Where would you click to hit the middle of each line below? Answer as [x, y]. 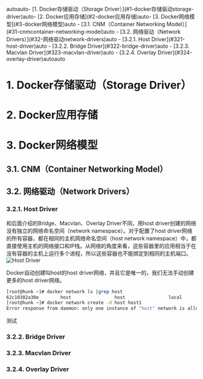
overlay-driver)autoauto [36, 59]
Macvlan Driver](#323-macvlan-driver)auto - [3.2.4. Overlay [81, 52]
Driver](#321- [168, 39]
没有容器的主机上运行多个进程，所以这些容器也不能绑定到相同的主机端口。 [99, 253]
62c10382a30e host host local [94, 297]
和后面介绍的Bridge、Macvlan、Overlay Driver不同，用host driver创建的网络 [101, 223]
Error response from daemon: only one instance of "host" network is [96, 309]
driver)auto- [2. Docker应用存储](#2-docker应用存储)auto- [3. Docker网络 [98, 17]
